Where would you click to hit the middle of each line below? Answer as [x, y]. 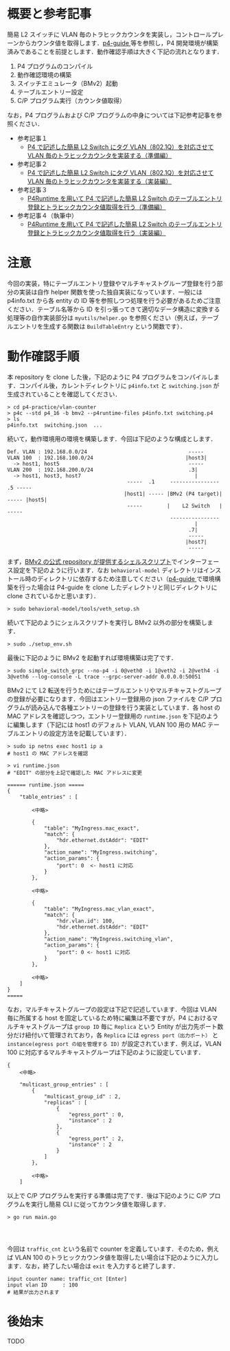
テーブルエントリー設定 [50, 92]
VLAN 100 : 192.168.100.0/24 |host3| [107, 457]
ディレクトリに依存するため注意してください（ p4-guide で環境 [126, 578]
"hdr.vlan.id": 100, [85, 921]
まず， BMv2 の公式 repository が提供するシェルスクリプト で [92, 561]
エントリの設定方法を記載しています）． [74, 733]
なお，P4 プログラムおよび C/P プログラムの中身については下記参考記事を [112, 115]
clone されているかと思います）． [53, 595]
